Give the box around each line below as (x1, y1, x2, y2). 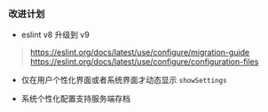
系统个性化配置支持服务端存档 (20, 93, 130, 104)
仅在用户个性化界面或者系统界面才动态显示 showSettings (20, 75, 227, 86)
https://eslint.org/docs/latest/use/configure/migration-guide (29, 47, 250, 58)
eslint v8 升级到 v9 (20, 29, 90, 41)
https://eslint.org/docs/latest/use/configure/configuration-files (29, 56, 259, 67)
